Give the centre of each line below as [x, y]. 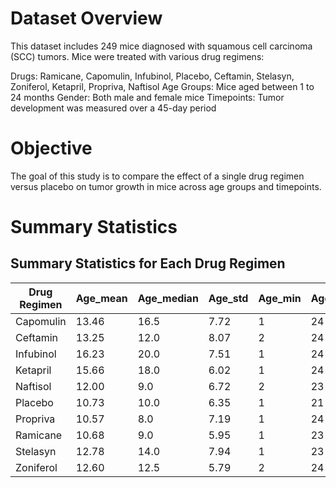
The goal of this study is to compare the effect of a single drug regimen [157, 176]
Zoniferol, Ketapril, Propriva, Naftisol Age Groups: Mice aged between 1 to [162, 86]
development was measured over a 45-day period [113, 108]
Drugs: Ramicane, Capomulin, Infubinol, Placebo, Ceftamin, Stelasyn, [152, 76]
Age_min [280, 298]
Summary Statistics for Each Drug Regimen [148, 263]
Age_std [228, 298]
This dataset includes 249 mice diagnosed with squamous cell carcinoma [161, 46]
